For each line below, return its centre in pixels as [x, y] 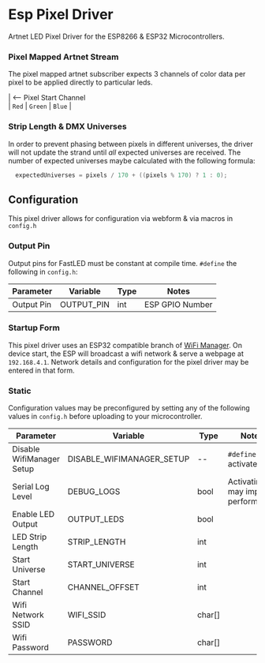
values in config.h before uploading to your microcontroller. [105, 417]
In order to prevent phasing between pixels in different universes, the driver [131, 144]
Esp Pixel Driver [61, 15]
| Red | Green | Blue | [40, 106]
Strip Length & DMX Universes [68, 126]
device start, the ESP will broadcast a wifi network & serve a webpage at [126, 354]
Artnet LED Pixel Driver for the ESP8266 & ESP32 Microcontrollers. [116, 36]
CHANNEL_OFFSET [103, 587]
